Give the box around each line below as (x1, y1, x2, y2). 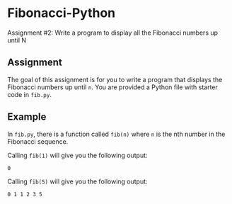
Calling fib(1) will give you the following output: (7, 151, 148, 159)
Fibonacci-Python (7, 5, 116, 21)
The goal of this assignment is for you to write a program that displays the (7, 75, 223, 84)
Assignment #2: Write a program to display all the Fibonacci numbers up (7, 28, 218, 37)
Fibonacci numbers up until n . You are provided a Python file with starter (7, 83, 218, 91)
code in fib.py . (7, 90, 52, 98)
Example (7, 111, 47, 123)
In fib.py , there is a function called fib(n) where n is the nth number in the (7, 130, 226, 138)
